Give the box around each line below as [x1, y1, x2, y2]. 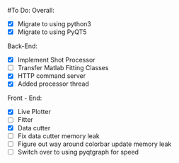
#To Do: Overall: [7, 6, 55, 14]
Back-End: [7, 42, 37, 50]
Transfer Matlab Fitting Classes [17, 64, 109, 72]
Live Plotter [17, 108, 51, 116]
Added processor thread [17, 79, 90, 88]
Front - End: [7, 94, 42, 102]
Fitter [17, 116, 33, 124]
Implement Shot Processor [17, 56, 96, 64]
